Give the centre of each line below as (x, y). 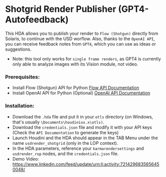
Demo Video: (26, 159)
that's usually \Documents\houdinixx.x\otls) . (58, 122)
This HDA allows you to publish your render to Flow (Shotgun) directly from (82, 33)
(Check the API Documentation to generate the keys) (65, 132)
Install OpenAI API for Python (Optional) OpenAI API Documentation (81, 93)
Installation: (20, 106)
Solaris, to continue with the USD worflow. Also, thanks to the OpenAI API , (80, 39)
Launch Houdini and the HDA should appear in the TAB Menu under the (85, 138)
